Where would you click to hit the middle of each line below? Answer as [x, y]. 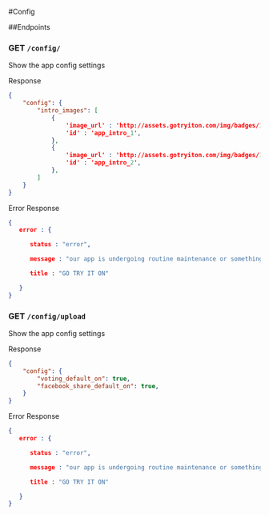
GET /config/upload [47, 316]
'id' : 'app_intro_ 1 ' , [103, 133]
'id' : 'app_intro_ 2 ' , [103, 163]
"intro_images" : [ [68, 111]
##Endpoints [29, 27]
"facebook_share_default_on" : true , [98, 386]
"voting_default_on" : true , [84, 379]
